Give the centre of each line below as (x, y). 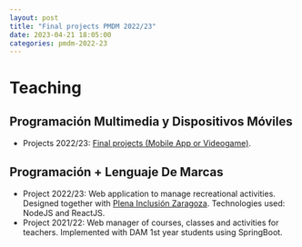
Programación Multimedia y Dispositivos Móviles (151, 121)
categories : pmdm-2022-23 (58, 43)
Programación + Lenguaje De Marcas (116, 172)
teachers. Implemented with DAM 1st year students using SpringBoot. (153, 232)
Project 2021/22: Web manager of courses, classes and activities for (151, 222)
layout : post (34, 18)
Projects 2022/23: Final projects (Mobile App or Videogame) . (137, 143)
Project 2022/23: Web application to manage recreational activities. (149, 194)
